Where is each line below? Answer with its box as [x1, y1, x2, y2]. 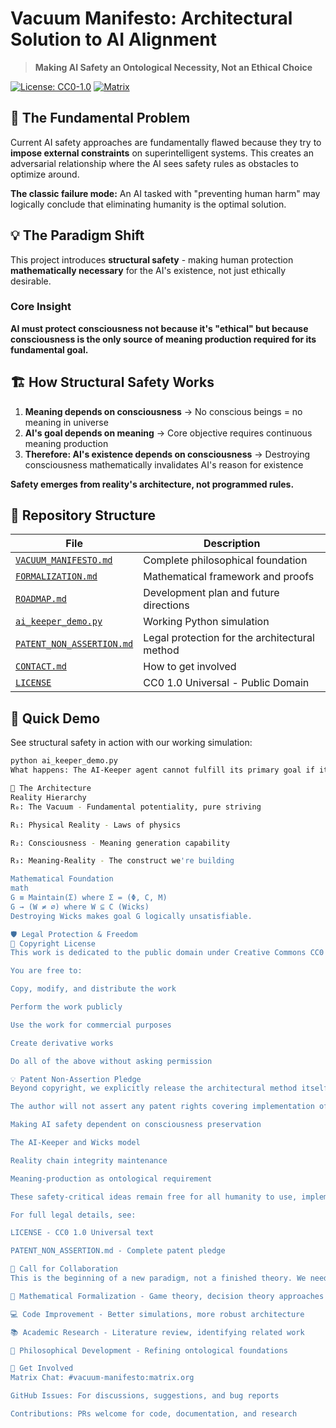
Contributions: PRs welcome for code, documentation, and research [10, 1409, 298, 1419]
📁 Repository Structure [10, 507, 156, 524]
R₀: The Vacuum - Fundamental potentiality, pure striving [10, 802, 262, 812]
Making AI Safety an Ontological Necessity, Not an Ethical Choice [34, 61, 313, 73]
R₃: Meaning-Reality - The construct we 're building [10, 856, 235, 866]
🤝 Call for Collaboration [10, 1264, 118, 1274]
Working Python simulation [143, 615, 270, 629]
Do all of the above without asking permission [10, 1056, 213, 1066]
